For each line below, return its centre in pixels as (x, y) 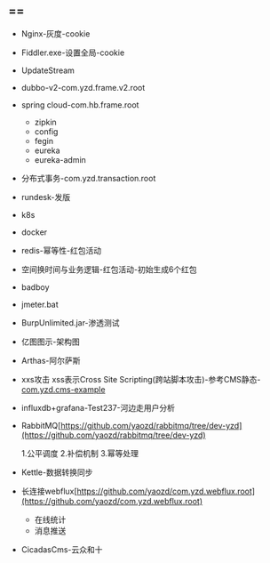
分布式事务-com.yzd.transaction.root (88, 178)
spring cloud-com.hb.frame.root (80, 105)
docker (34, 232)
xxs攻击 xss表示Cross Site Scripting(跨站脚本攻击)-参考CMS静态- (141, 379)
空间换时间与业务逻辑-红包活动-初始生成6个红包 (109, 269)
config (46, 131)
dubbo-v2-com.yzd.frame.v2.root (83, 87)
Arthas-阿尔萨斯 (51, 360)
